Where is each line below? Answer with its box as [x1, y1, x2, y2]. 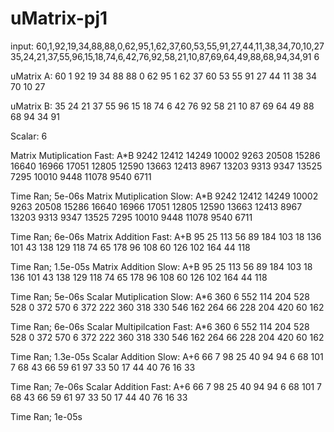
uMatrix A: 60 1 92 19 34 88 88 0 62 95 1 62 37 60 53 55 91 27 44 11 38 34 [10, 70, 318, 82]
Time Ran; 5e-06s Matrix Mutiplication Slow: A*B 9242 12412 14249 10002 [10, 190, 319, 202]
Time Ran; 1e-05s [10, 410, 83, 422]
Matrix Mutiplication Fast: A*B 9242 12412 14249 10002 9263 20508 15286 [10, 149, 321, 161]
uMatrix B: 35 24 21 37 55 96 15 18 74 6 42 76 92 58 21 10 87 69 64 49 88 [10, 100, 315, 112]
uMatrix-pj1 [10, 7, 108, 30]
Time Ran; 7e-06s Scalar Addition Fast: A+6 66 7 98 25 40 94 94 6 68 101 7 [10, 380, 323, 392]
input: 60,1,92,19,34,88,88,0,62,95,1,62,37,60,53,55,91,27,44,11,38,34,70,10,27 [10, 40, 325, 52]
